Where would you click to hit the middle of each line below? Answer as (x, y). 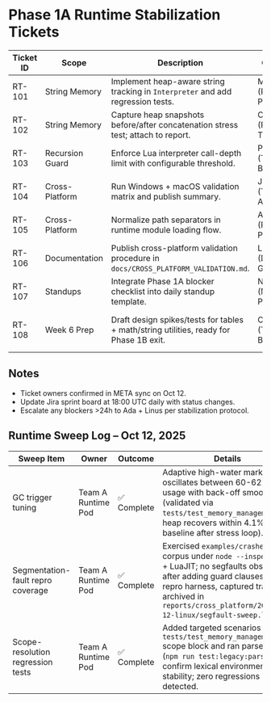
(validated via (188, 502)
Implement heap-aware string (168, 81)
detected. (181, 686)
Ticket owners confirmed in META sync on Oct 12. (103, 393)
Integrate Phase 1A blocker (163, 281)
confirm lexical (190, 666)
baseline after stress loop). (213, 532)
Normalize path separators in (166, 220)
